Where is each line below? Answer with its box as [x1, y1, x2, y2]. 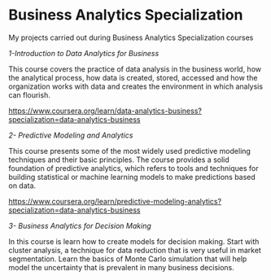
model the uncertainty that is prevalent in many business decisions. [8, 262, 234, 272]
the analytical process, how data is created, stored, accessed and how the [8, 72, 258, 82]
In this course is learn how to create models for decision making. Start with [8, 236, 260, 246]
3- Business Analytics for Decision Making [8, 221, 152, 230]
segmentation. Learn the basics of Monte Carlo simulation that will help [8, 254, 247, 264]
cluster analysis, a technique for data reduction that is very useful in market [8, 245, 262, 255]
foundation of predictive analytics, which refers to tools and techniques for [8, 163, 259, 173]
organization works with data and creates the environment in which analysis [8, 81, 263, 91]
